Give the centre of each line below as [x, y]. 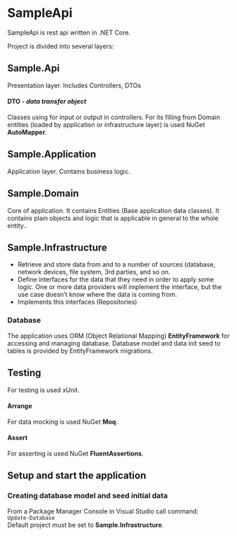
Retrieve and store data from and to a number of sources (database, [116, 264]
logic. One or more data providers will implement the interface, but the [120, 287]
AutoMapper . [27, 132]
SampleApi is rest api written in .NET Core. [69, 32]
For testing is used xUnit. [43, 390]
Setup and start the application [77, 476]
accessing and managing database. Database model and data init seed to [114, 343]
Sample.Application [52, 154]
